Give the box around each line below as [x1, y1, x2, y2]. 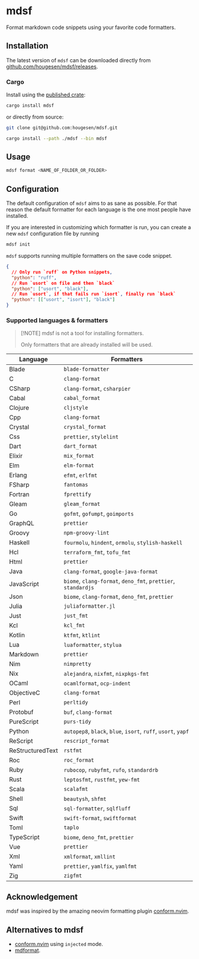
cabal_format [63, 395, 101, 402]
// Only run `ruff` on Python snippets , [11, 269, 113, 275]
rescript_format [63, 737, 110, 745]
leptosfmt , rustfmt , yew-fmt [63, 775, 140, 784]
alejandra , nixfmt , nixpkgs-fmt [63, 669, 149, 678]
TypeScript [9, 833, 40, 842]
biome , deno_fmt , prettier [63, 833, 134, 842]
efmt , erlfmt [63, 471, 98, 479]
